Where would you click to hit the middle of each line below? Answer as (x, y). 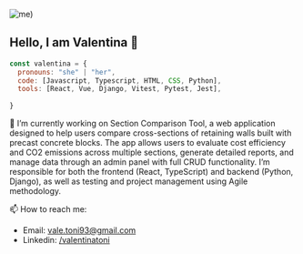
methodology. (35, 191)
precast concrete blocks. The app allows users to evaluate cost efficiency (148, 143)
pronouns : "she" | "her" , (67, 72)
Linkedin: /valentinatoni (66, 240)
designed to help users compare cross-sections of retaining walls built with (151, 133)
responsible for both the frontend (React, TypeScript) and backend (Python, (151, 172)
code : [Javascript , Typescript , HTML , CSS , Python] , (120, 81)
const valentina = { (49, 64)
